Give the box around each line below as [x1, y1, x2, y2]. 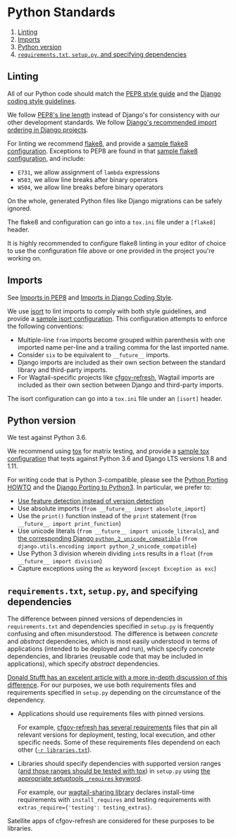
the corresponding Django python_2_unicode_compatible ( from [17, 534, 197, 543]
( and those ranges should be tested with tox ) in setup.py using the [17, 767, 211, 775]
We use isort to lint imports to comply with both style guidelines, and [7, 306, 206, 315]
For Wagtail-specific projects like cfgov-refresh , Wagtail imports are [17, 373, 215, 381]
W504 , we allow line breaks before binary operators [17, 183, 164, 191]
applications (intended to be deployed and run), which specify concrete [7, 645, 215, 653]
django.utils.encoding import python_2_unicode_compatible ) [17, 541, 197, 551]
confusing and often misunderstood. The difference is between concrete [7, 630, 218, 638]
